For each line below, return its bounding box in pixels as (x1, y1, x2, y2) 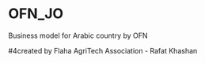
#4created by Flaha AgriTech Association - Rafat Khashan (8, 46, 198, 55)
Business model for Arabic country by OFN (8, 31, 148, 40)
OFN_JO (8, 5, 64, 23)
